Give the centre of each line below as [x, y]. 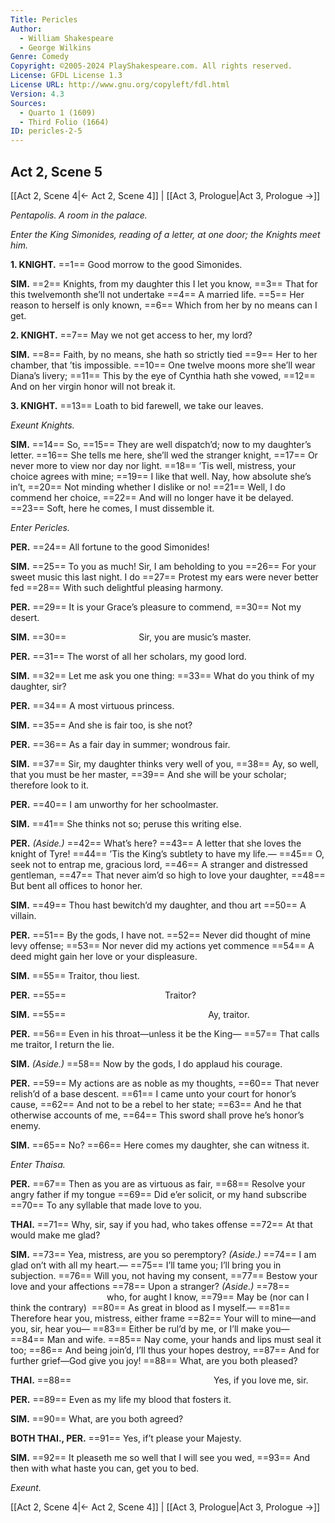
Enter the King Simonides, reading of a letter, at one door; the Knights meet [165, 234]
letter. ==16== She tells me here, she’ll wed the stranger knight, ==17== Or [164, 455]
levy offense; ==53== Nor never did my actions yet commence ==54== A [162, 945]
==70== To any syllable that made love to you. [106, 1205]
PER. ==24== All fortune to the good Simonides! [110, 547]
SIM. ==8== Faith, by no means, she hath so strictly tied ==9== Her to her [164, 354]
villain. [23, 915]
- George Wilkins [55, 47]
